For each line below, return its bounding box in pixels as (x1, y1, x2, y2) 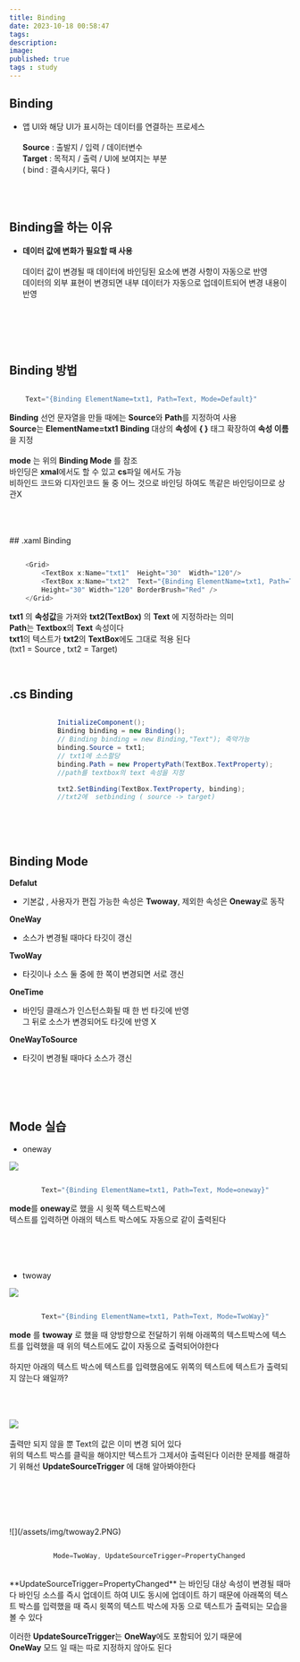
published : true (9, 55, 70, 64)
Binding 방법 (9, 362, 78, 378)
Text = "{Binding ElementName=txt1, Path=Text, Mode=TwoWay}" (41, 1312, 270, 1321)
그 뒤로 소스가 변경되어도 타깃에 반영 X (21, 1017, 157, 1027)
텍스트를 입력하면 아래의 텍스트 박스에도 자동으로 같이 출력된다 (9, 1214, 227, 1224)
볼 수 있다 (9, 1612, 43, 1623)
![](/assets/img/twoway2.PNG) (9, 1526, 122, 1537)
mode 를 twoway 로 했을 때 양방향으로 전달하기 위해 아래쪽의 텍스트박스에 (9, 1329, 271, 1340)
